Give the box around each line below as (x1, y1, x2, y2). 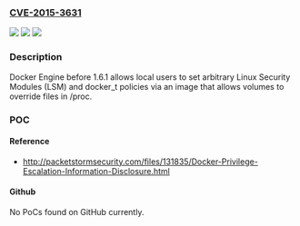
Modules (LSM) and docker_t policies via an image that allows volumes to (9, 81, 285, 92)
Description (9, 51, 63, 64)
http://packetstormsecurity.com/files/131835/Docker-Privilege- (22, 156, 259, 167)
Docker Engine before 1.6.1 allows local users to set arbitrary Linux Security (9, 71, 291, 83)
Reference (9, 136, 50, 147)
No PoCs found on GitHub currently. (9, 206, 145, 217)
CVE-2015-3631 (9, 6, 82, 19)
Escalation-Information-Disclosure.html (22, 165, 170, 176)
